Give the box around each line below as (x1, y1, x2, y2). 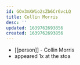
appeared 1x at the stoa (14, 53, 71, 60)
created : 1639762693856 (6, 30, 64, 36)
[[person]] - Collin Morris (14, 46, 75, 53)
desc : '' (6, 19, 27, 25)
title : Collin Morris (6, 14, 59, 20)
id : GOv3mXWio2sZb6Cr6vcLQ (6, 8, 71, 15)
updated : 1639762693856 (6, 25, 64, 31)
